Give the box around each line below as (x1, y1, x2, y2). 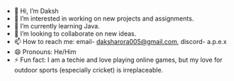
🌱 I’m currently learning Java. (13, 22, 101, 30)
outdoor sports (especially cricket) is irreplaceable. (13, 66, 164, 74)
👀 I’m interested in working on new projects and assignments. (13, 14, 194, 23)
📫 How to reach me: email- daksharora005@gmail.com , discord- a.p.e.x (13, 38, 227, 45)
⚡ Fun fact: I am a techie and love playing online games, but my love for (13, 55, 223, 64)
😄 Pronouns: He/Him (13, 48, 77, 56)
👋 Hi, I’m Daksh (13, 7, 59, 15)
